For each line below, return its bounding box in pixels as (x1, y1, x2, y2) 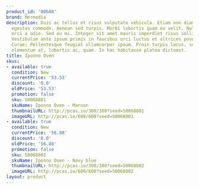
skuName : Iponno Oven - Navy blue (11, 158, 97, 164)
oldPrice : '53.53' (11, 86, 57, 92)
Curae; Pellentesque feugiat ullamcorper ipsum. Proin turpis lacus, (11, 42, 187, 48)
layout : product (6, 174, 46, 180)
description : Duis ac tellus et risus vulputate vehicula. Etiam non (6, 20, 182, 25)
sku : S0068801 (11, 97, 46, 102)
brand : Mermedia (6, 14, 46, 20)
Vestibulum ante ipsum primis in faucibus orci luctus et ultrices (11, 36, 182, 42)
